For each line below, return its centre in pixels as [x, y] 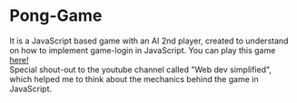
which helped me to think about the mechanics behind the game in [134, 79]
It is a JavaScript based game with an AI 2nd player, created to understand [149, 41]
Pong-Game [56, 16]
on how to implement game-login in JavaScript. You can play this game [143, 50]
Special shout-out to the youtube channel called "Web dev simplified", [141, 70]
